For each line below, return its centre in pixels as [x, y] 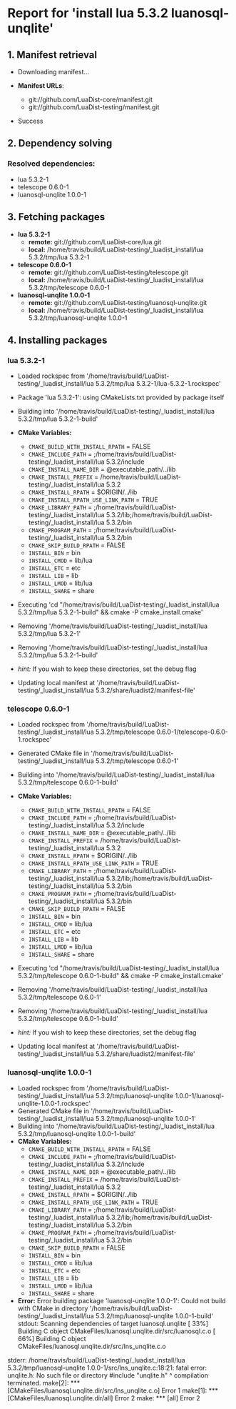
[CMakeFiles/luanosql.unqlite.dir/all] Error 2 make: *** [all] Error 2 [104, 1398]
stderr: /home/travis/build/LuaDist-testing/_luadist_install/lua [96, 1360]
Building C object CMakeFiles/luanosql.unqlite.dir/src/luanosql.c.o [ [117, 1331]
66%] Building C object [52, 1338]
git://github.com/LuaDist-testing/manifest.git [94, 107]
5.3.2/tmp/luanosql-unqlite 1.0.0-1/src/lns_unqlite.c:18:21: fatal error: [107, 1368]
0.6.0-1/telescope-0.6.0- [192, 732]
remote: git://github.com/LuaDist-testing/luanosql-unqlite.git [118, 302]
